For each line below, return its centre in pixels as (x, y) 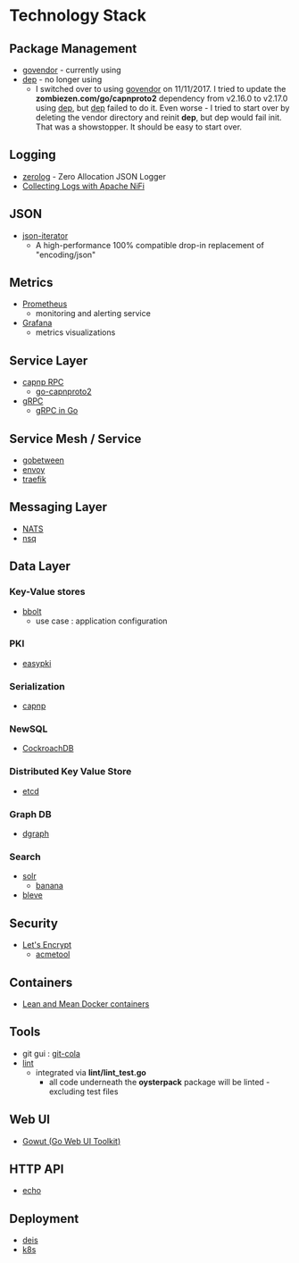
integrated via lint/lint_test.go (91, 1072)
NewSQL (29, 729)
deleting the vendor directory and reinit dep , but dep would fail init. (159, 117)
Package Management (73, 49)
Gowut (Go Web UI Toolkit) (71, 1141)
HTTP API (37, 1169)
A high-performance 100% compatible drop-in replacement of (150, 245)
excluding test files (83, 1092)
